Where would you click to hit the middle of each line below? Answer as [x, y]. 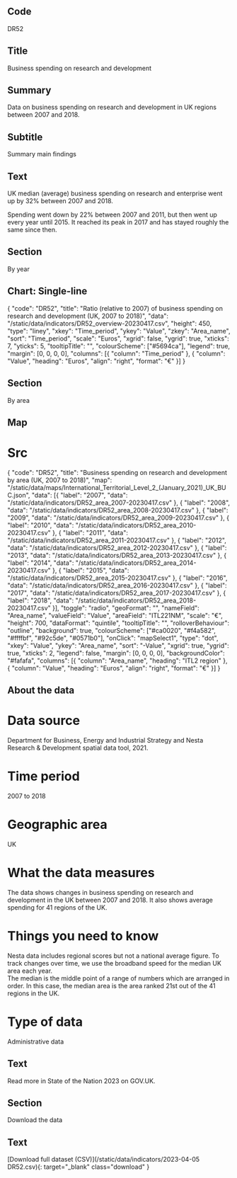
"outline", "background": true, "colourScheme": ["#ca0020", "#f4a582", [111, 630]
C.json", [19, 495]
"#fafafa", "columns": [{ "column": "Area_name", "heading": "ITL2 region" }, [117, 661]
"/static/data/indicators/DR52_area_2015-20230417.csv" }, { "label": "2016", [117, 578]
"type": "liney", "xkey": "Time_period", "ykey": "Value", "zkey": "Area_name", [119, 331]
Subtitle [25, 137]
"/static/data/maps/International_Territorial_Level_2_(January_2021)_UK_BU [117, 487]
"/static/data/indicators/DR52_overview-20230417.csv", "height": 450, [110, 323]
